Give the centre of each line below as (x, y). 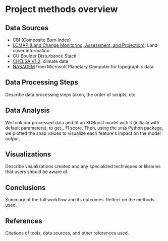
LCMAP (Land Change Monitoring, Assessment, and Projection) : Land (85, 45)
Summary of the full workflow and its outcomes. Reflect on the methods (80, 200)
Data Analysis (28, 110)
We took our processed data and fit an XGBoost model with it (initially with (82, 122)
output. (13, 138)
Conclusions (25, 187)
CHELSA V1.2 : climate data (40, 61)
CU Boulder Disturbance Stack (44, 56)
